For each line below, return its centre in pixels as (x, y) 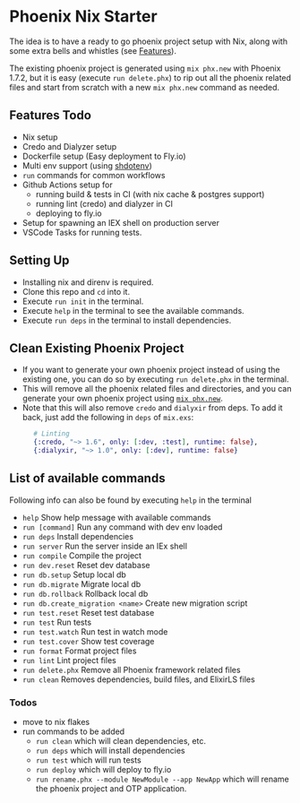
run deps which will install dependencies (110, 751)
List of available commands (87, 478)
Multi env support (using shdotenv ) (87, 165)
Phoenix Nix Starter (84, 17)
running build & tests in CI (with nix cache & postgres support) (150, 194)
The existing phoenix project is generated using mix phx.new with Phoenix (145, 68)
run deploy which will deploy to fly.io (103, 770)
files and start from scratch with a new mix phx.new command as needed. (145, 87)
